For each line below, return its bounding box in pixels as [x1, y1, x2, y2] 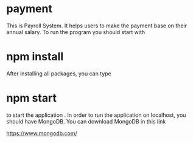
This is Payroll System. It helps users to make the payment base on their [6, 22, 188, 29]
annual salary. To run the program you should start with [6, 28, 146, 35]
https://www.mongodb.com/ [6, 130, 77, 137]
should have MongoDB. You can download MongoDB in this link [6, 117, 166, 125]
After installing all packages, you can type [6, 69, 111, 77]
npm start [6, 91, 57, 105]
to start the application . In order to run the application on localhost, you [6, 111, 186, 119]
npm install [6, 50, 64, 64]
